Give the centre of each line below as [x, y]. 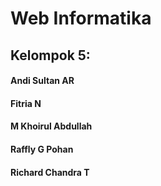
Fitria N [26, 103]
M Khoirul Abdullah [51, 126]
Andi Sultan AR [42, 81]
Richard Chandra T [50, 172]
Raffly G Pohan [42, 149]
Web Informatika [81, 18]
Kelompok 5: [50, 55]
